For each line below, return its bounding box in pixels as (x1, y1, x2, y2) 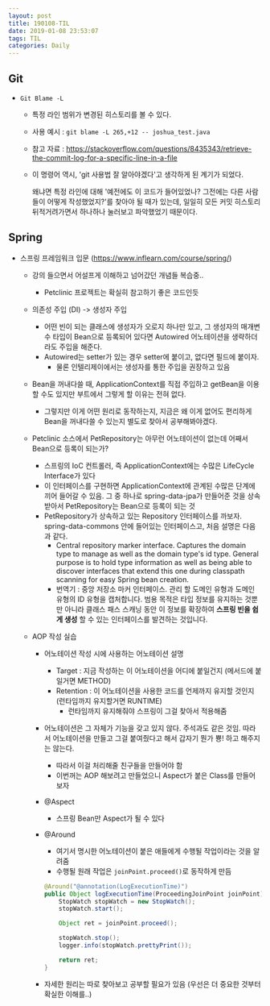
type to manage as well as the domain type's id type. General (55, 549, 260, 559)
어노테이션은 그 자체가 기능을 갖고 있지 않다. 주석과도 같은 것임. (43, 723, 241, 733)
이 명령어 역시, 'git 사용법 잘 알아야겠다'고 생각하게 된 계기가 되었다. (31, 169, 243, 179)
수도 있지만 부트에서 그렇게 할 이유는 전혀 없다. (40, 389, 186, 399)
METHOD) (77, 676, 112, 685)
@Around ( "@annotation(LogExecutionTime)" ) (43, 882, 189, 891)
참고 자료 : (31, 143, 65, 153)
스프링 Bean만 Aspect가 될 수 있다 (55, 813, 165, 823)
